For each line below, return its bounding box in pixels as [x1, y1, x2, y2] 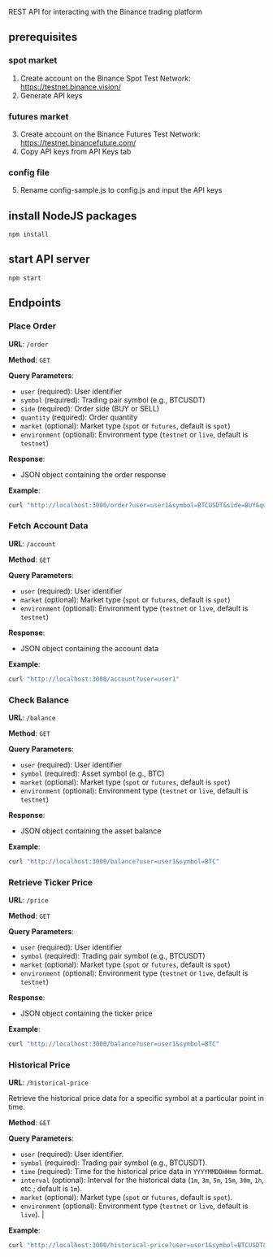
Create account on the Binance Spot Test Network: [19, 73, 191, 83]
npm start [8, 274, 42, 282]
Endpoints [8, 296, 62, 310]
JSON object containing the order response [19, 469, 167, 479]
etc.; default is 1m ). [19, 1184, 83, 1194]
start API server [8, 252, 90, 267]
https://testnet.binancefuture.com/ [19, 137, 136, 147]
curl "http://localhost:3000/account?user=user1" [8, 675, 180, 683]
